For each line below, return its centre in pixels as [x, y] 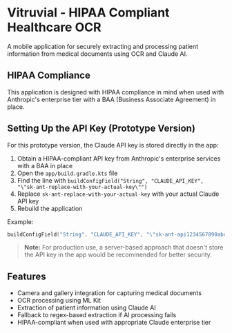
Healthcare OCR [54, 27]
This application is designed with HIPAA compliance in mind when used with [116, 92]
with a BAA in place [45, 165]
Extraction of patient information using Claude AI [87, 307]
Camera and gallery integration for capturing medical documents [109, 293]
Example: [20, 221]
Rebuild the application [50, 208]
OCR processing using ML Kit [59, 301]
